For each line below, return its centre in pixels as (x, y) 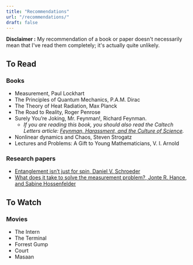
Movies (17, 219)
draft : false (22, 22)
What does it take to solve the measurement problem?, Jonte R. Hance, (101, 177)
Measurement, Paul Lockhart (50, 93)
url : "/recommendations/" (38, 17)
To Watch (24, 202)
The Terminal (31, 238)
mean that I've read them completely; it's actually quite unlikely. (83, 45)
